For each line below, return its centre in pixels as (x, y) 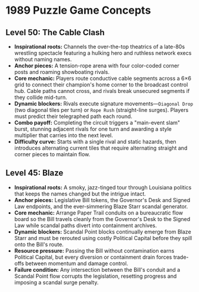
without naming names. (43, 59)
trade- (181, 257)
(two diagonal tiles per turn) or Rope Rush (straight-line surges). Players (101, 110)
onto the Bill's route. (39, 244)
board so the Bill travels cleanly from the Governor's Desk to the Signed (102, 219)
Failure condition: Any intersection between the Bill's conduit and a (97, 269)
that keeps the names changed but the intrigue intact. (80, 194)
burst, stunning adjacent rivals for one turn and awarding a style (93, 129)
